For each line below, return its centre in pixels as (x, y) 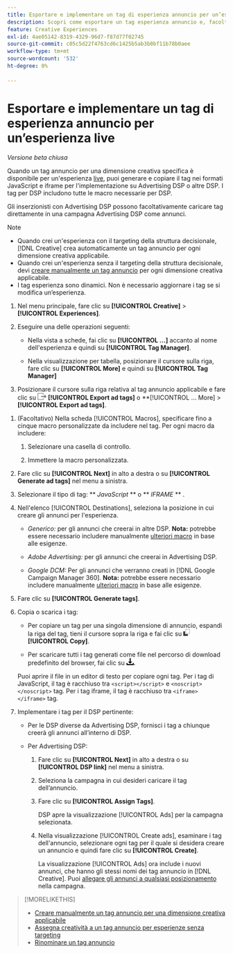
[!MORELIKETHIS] (50, 899)
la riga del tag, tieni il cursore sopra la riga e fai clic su (105, 633)
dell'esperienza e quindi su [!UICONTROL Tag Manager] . (109, 347)
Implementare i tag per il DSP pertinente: (75, 711)
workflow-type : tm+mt (38, 51)
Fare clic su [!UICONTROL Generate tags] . (78, 598)
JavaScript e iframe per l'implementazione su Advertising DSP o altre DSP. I (115, 185)
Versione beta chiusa (37, 157)
